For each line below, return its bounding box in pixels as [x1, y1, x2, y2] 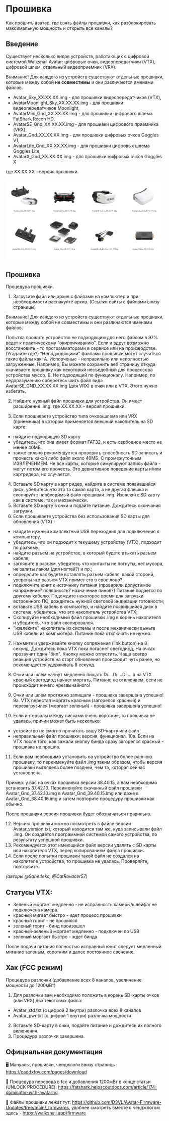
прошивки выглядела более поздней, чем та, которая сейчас [13, 764, 145, 771]
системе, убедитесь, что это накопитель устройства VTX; [13, 609, 138, 615]
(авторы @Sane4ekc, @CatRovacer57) [6, 873, 88, 879]
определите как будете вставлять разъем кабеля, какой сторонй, [13, 572, 155, 578]
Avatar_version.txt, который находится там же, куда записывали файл [13, 826, 162, 832]
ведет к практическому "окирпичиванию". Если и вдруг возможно [6, 340, 149, 346]
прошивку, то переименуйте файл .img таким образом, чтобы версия [13, 759, 162, 765]
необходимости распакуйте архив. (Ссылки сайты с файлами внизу [13, 299, 160, 305]
